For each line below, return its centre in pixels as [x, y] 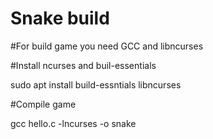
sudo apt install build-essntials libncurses [96, 84]
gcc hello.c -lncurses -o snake [73, 123]
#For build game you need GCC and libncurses [107, 46]
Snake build [60, 18]
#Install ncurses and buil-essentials [83, 65]
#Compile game [43, 104]
